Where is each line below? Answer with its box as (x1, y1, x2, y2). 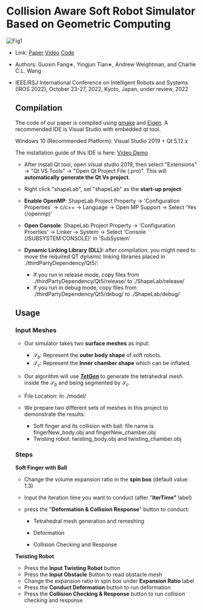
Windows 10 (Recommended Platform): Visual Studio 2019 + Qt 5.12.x (15, 137, 188, 144)
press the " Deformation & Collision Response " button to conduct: (24, 506, 190, 513)
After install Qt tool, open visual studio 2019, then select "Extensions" (24, 161, 198, 168)
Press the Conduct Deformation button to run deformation (24, 584, 171, 591)
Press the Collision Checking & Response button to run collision (24, 590, 185, 598)
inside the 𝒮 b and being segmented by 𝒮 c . (24, 379, 130, 387)
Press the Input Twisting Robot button (24, 565, 121, 572)
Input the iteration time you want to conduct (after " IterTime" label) (24, 494, 192, 501)
